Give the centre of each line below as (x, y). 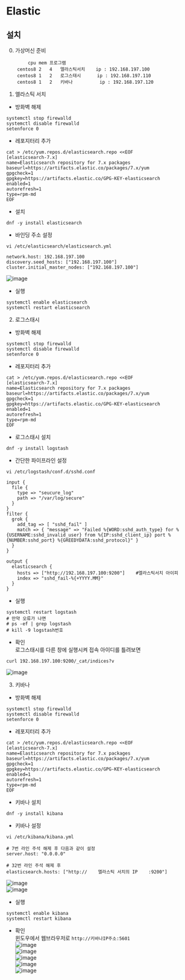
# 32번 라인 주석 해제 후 (34, 866)
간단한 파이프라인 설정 (41, 460)
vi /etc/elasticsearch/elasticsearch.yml (59, 246)
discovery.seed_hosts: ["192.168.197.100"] (62, 262)
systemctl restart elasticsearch (48, 308)
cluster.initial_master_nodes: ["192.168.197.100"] (72, 267)
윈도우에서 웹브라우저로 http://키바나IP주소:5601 (73, 938)
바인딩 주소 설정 (33, 235)
